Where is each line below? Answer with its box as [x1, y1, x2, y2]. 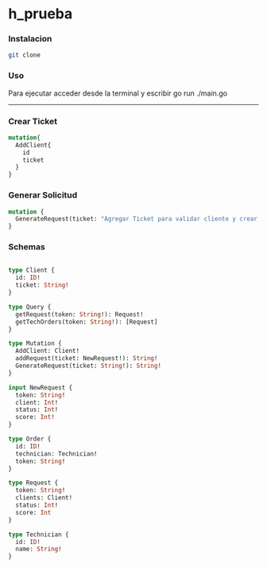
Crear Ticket [8, 116, 58, 127]
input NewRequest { [8, 383, 73, 391]
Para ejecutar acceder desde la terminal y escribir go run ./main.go [8, 88, 228, 98]
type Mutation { [8, 339, 62, 347]
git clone [8, 51, 41, 60]
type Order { [8, 435, 52, 443]
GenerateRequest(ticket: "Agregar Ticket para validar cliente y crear [15, 215, 258, 223]
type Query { [8, 303, 52, 311]
